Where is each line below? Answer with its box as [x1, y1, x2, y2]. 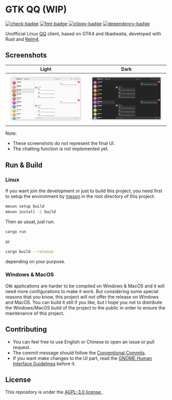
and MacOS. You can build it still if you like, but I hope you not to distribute [5, 299, 162, 305]
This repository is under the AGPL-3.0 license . [5, 389, 104, 395]
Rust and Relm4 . [5, 36, 40, 42]
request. [12, 344, 31, 350]
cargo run [5, 229, 27, 234]
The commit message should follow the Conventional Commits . [12, 350, 146, 356]
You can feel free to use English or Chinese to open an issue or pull [12, 338, 155, 345]
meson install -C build [5, 209, 56, 214]
